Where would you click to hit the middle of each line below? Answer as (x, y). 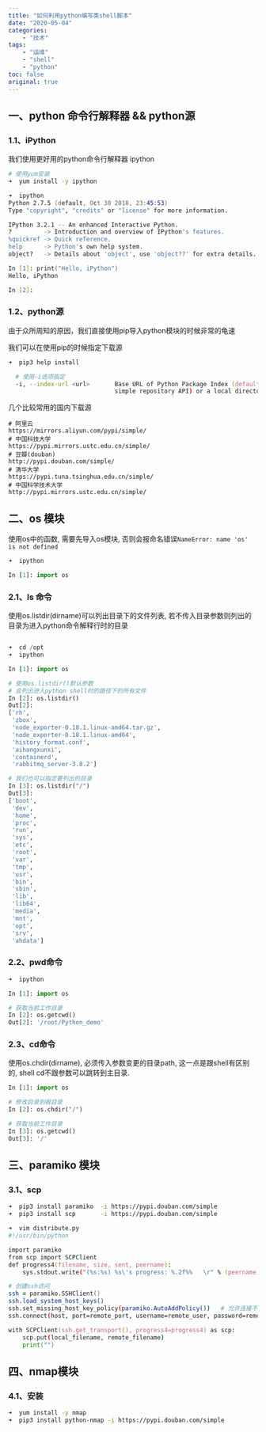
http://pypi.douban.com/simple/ (61, 462)
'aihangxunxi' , (36, 750)
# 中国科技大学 (30, 439)
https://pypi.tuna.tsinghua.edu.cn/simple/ (81, 477)
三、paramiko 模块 (54, 1166)
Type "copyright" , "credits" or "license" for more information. (118, 211)
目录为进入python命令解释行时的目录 (68, 625)
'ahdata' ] (28, 940)
